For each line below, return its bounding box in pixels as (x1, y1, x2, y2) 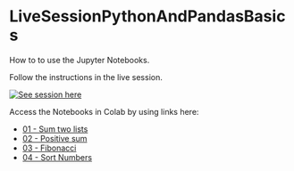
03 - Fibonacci (21, 142, 77, 153)
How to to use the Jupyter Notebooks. (9, 54, 150, 65)
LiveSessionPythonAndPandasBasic (9, 6, 286, 27)
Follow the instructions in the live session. (9, 71, 163, 82)
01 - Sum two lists (21, 123, 88, 134)
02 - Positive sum (21, 133, 88, 143)
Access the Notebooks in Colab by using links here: (9, 106, 199, 117)
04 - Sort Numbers (21, 151, 92, 162)
